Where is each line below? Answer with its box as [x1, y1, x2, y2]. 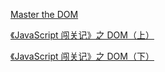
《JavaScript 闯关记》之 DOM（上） [10, 29, 155, 41]
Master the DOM [10, 9, 79, 20]
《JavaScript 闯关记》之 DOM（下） [10, 50, 155, 62]
